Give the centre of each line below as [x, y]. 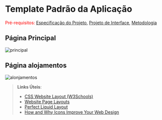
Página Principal [31, 38]
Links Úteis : [29, 87]
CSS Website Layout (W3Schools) [59, 96]
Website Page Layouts [47, 101]
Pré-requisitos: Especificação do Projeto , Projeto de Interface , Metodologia [81, 23]
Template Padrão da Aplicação [69, 9]
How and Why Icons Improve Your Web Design [72, 112]
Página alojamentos [36, 66]
